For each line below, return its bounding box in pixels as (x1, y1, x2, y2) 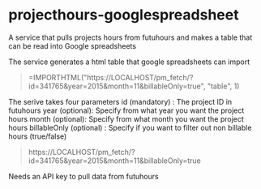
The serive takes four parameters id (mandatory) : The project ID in (8, 97, 233, 106)
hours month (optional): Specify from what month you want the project (8, 114, 245, 123)
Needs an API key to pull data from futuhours (8, 171, 160, 181)
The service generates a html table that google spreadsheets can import (8, 57, 250, 67)
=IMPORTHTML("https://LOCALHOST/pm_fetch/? (28, 72, 194, 82)
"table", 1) (207, 81, 240, 91)
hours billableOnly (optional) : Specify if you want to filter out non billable (8, 122, 252, 132)
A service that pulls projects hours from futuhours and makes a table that (8, 32, 253, 42)
